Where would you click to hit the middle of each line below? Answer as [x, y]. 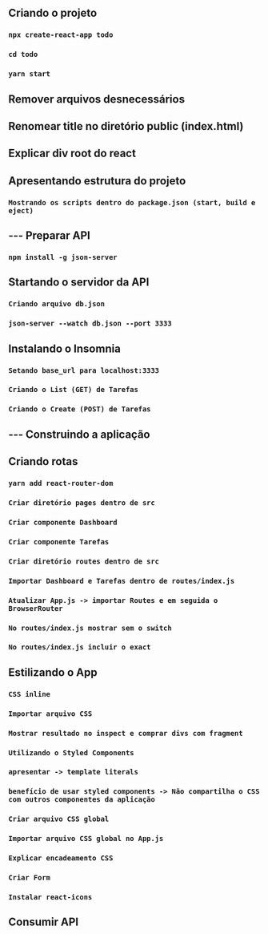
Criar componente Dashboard [63, 522]
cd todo [23, 55]
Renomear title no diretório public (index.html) [126, 126]
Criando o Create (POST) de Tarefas [80, 409]
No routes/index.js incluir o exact [80, 647]
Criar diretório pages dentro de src [82, 503]
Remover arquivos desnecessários [97, 99]
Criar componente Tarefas [59, 542]
